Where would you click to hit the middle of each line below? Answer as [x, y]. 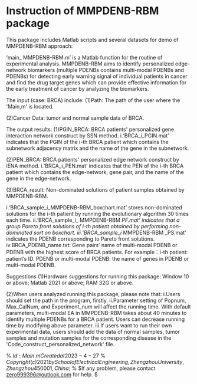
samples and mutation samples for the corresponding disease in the [89, 338]
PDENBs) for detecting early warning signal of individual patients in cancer [97, 76]
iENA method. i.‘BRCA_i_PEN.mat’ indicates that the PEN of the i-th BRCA [95, 166]
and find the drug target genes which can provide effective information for [96, 82]
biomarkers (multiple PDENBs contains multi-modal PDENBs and [106, 70]
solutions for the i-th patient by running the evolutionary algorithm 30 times [97, 214]
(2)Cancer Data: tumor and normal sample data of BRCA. [75, 118]
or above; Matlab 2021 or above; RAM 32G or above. [70, 283]
